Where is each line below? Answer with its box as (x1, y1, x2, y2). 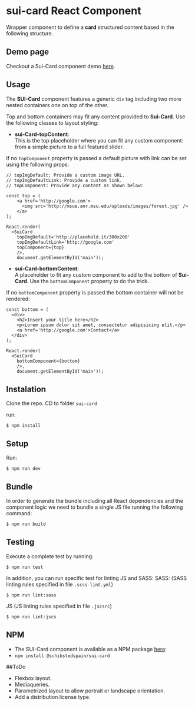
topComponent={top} (16, 244, 65, 250)
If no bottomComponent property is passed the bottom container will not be (6, 289, 184, 296)
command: (6, 510, 32, 516)
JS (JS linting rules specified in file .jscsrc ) (6, 602, 112, 609)
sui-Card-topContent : (14, 131, 70, 138)
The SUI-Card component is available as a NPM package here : (14, 645, 167, 652)
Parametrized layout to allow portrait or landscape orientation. (14, 687, 166, 694)
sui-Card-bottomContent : (14, 265, 80, 272)
